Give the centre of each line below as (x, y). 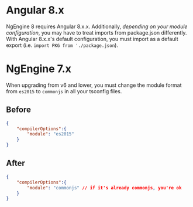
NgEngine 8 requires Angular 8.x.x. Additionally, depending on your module (97, 26)
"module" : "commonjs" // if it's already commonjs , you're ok (104, 188)
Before (18, 110)
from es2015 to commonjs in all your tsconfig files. (64, 91)
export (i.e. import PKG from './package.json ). (62, 45)
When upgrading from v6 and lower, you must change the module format (94, 85)
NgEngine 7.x (39, 69)
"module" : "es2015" (51, 134)
